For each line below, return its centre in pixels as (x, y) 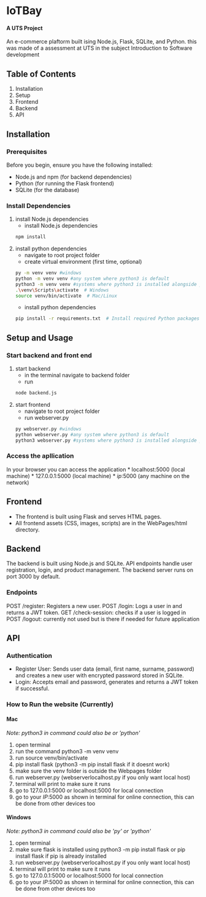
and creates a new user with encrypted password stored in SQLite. (99, 676)
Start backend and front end (49, 355)
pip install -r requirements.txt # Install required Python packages (107, 319)
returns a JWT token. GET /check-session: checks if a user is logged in (96, 612)
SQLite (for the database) (47, 190)
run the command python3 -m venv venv (67, 751)
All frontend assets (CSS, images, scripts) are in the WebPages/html (101, 523)
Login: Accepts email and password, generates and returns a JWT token (106, 682)
